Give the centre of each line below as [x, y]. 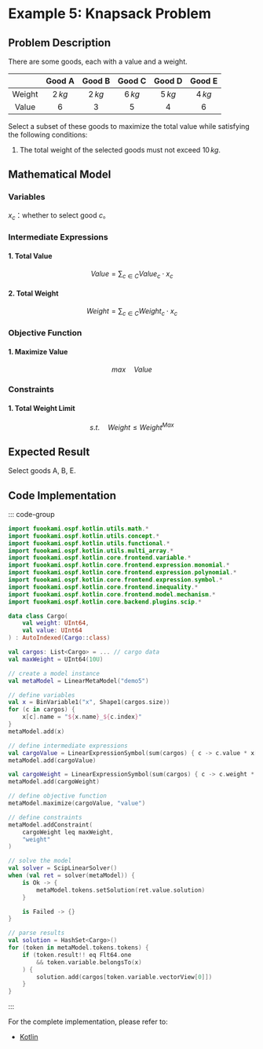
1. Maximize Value [38, 351]
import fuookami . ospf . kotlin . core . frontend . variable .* [100, 558]
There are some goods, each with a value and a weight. [98, 61]
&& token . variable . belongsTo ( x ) [89, 962]
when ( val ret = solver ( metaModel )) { [71, 876]
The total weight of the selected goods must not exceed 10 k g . [120, 150]
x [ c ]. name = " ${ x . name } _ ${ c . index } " [82, 717]
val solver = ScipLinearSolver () [63, 868]
